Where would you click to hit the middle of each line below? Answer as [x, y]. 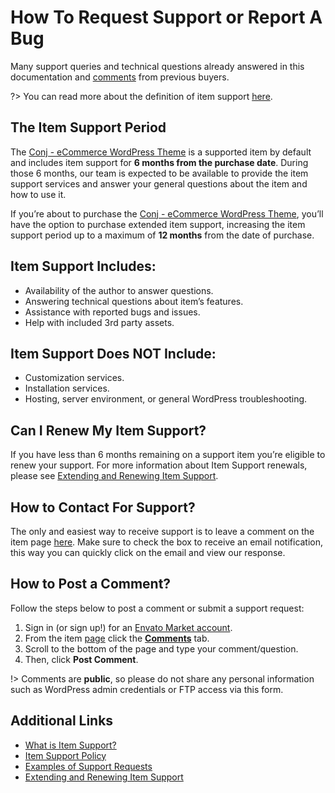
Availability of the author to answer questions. [119, 290]
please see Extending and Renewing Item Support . [114, 476]
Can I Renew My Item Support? [108, 430]
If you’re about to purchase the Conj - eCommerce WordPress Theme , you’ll [167, 213]
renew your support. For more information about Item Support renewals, [159, 465]
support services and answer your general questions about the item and [159, 183]
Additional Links [62, 721]
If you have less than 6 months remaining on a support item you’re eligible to [168, 455]
